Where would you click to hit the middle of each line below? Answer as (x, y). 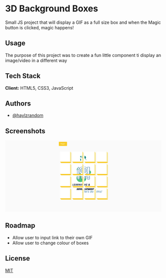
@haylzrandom (28, 115)
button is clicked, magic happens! (40, 27)
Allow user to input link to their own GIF (52, 237)
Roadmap (20, 226)
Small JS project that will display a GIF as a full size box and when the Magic (83, 22)
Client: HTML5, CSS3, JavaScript (39, 88)
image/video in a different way (36, 60)
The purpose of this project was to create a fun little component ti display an (83, 55)
